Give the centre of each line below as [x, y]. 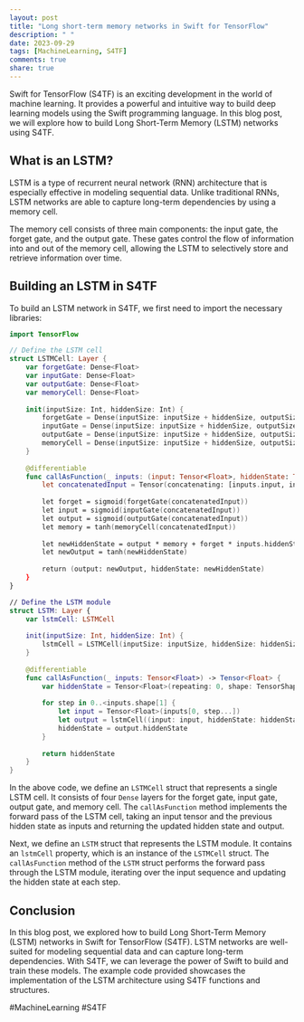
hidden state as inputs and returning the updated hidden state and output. [147, 826]
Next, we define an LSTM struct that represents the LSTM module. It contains [151, 844]
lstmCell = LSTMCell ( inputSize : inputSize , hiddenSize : [149, 644]
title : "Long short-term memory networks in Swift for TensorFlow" [139, 26]
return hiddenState [79, 753]
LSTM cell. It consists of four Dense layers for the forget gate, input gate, [143, 798]
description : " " [42, 34]
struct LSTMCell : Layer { [58, 359]
